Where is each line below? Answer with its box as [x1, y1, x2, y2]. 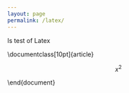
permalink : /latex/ [7, 17, 65, 24]
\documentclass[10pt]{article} [7, 50, 94, 58]
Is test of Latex [7, 36, 51, 44]
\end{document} [7, 78, 56, 87]
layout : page [7, 10, 46, 18]
